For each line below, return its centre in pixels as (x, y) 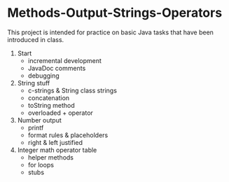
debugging (43, 76)
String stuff (34, 83)
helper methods (51, 157)
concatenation (49, 98)
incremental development (64, 60)
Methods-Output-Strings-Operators (115, 13)
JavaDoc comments (57, 68)
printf (36, 127)
